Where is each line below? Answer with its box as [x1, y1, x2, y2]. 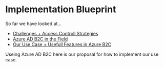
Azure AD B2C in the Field [12, 36, 68, 42]
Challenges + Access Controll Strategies [12, 30, 98, 36]
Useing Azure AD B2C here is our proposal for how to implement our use [5, 51, 159, 57]
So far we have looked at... [5, 20, 62, 27]
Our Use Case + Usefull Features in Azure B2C [12, 41, 112, 47]
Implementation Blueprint [5, 4, 116, 15]
